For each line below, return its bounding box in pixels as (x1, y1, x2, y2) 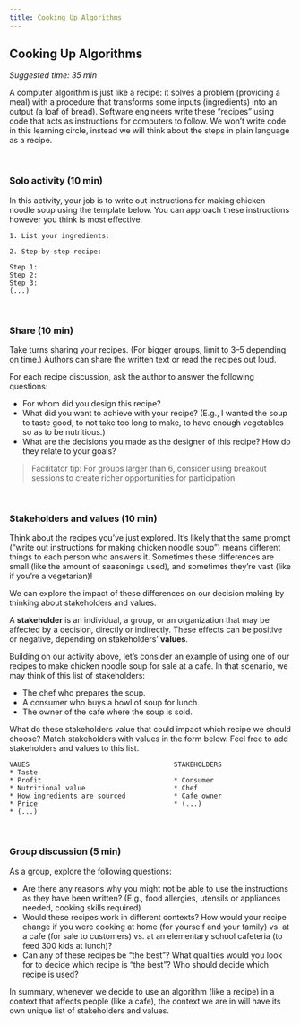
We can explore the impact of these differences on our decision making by (9, 588, 285, 599)
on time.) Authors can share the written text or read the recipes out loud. (9, 354, 277, 365)
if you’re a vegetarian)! (9, 570, 93, 582)
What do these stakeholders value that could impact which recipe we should (9, 724, 291, 735)
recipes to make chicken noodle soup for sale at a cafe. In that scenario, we (9, 661, 288, 671)
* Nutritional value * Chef (9, 784, 199, 793)
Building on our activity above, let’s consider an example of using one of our (9, 651, 290, 662)
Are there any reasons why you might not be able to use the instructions (21, 883, 289, 893)
